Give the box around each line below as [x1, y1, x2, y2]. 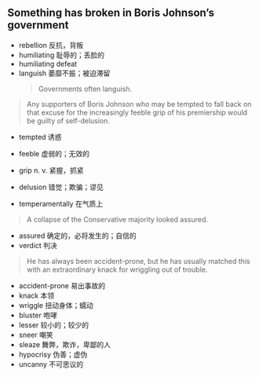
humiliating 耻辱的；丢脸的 [18, 50, 105, 60]
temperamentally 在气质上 [18, 199, 104, 208]
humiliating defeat [18, 59, 78, 68]
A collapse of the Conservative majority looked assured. [26, 214, 209, 224]
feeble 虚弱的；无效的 [18, 148, 89, 158]
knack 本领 [18, 291, 55, 300]
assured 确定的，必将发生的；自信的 [18, 231, 137, 240]
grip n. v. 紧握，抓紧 [18, 165, 84, 175]
